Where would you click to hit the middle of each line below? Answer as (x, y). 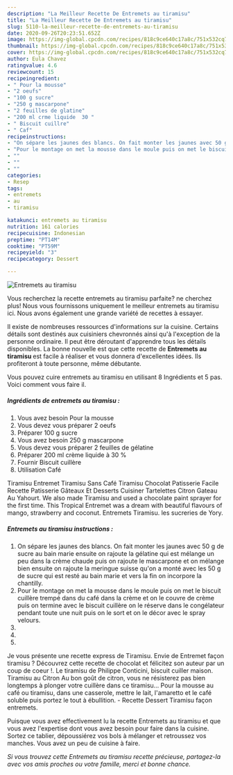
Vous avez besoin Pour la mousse (66, 417)
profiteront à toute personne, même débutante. (75, 363)
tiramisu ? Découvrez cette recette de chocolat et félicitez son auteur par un (116, 663)
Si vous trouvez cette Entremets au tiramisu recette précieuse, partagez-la (114, 756)
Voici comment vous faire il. (47, 384)
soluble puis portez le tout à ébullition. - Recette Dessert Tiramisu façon (110, 700)
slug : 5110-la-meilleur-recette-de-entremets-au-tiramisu (93, 26)
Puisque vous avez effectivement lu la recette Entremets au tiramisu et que (114, 721)
